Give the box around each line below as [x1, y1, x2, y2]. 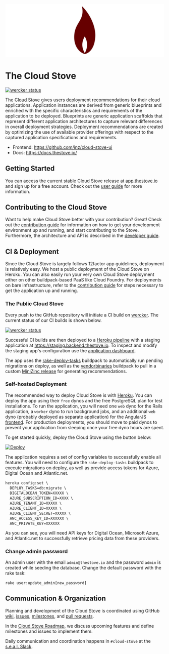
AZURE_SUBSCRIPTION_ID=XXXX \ [10, 496, 73, 501]
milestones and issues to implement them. [5, 628, 93, 634]
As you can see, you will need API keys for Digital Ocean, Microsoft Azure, [5, 529, 160, 536]
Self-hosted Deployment [5, 381, 67, 388]
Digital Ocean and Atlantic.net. [5, 470, 69, 476]
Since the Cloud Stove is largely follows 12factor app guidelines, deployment [5, 261, 164, 267]
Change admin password [5, 548, 68, 555]
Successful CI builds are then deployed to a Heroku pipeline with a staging [5, 337, 160, 343]
